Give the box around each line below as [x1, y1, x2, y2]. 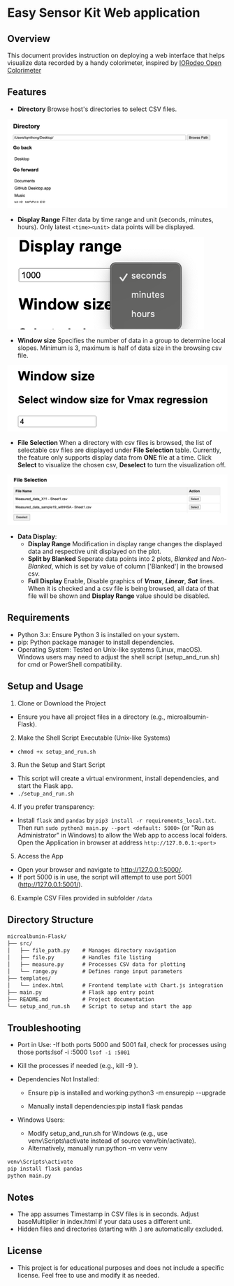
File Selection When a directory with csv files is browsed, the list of [17, 438, 212, 446]
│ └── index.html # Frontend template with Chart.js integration [7, 982, 224, 989]
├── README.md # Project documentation [7, 996, 155, 1003]
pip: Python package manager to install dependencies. [17, 638, 175, 646]
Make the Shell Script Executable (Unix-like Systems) [17, 733, 171, 742]
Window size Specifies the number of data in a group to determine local [17, 337, 226, 345]
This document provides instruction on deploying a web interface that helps [7, 51, 226, 59]
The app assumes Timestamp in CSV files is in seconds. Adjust [17, 1210, 199, 1218]
